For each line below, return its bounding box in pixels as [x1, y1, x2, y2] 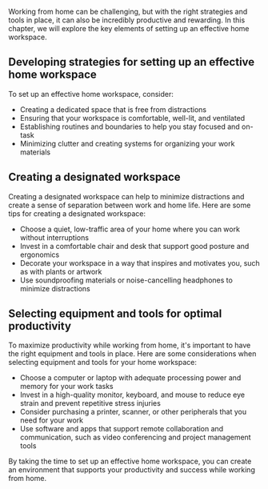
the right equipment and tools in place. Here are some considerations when [8, 349, 257, 359]
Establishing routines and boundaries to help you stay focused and [19, 122, 240, 131]
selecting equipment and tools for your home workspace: [8, 358, 198, 367]
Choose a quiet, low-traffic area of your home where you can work [19, 224, 240, 234]
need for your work [19, 415, 84, 425]
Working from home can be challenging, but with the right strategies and [8, 7, 248, 16]
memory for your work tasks [19, 382, 114, 391]
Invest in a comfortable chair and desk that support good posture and [19, 241, 250, 251]
